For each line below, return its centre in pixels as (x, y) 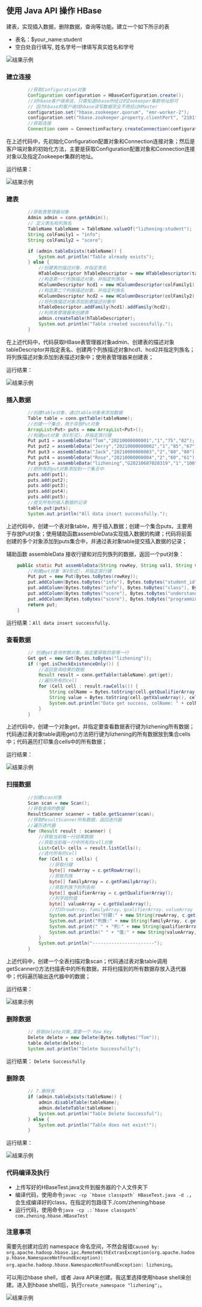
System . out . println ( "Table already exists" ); (96, 257)
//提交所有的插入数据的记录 (57, 503)
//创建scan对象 (45, 797)
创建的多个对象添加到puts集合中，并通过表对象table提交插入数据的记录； (97, 541)
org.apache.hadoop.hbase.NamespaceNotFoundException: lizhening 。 (91, 1264)
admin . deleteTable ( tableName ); (78, 1108)
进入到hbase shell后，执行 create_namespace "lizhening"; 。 (91, 1285)
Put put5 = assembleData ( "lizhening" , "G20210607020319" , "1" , (106, 463)
